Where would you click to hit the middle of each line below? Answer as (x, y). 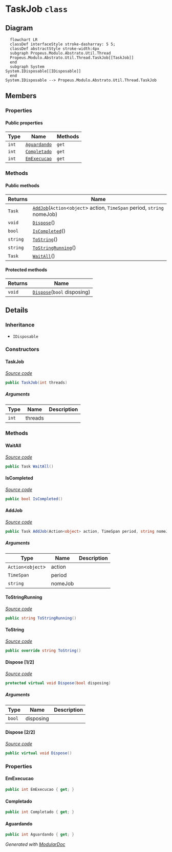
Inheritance (20, 325)
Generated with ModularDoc (35, 844)
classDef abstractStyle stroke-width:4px (55, 49)
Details (17, 310)
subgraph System (27, 67)
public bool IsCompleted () (34, 499)
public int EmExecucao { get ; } (40, 790)
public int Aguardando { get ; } (40, 835)
